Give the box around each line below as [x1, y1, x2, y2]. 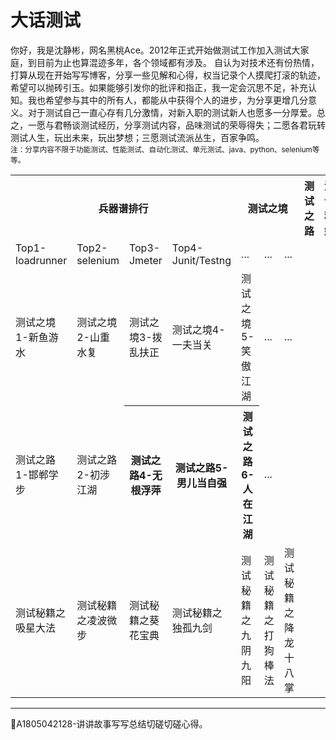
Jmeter [128, 253, 163, 267]
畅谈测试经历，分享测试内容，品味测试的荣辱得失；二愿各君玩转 [62, 119, 326, 131]
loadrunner [15, 253, 68, 267]
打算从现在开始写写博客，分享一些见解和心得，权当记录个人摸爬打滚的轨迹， [10, 69, 326, 81]
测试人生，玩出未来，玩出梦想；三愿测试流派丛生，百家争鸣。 [10, 131, 265, 143]
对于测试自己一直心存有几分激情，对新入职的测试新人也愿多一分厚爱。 [27, 106, 317, 118]
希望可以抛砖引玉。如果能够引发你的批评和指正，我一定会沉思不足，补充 [10, 81, 308, 93]
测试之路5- [174, 461, 229, 475]
